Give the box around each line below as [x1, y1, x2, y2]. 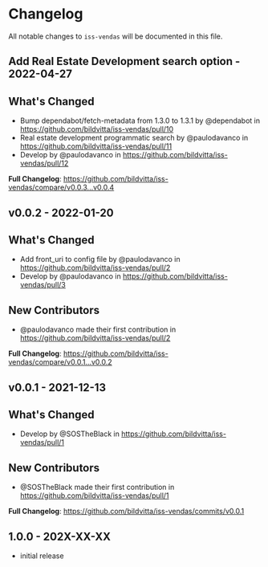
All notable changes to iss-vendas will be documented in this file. [8, 31, 223, 41]
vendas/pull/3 [19, 280, 67, 290]
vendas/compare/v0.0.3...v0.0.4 [8, 182, 115, 193]
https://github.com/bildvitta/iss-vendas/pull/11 [19, 141, 173, 151]
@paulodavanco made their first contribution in [19, 324, 177, 334]
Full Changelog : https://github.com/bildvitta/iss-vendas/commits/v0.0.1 [8, 507, 245, 516]
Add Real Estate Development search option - [8, 55, 241, 68]
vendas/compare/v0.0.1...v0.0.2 [8, 357, 112, 367]
